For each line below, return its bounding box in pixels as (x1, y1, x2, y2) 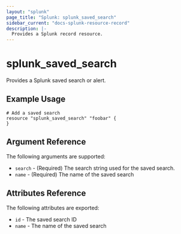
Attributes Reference (6, 188, 86, 199)
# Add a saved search (6, 110, 61, 116)
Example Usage (6, 94, 66, 104)
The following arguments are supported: (6, 152, 106, 160)
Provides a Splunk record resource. (11, 31, 103, 37)
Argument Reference (6, 137, 86, 147)
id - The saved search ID (14, 215, 77, 223)
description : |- (6, 25, 47, 32)
